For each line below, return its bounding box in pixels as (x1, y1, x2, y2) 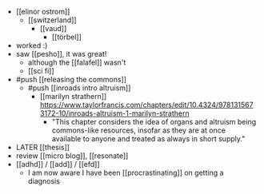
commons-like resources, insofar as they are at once (51, 125, 226, 135)
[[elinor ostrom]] (15, 7, 70, 16)
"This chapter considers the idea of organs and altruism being (51, 117, 257, 126)
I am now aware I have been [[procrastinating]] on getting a (27, 168, 224, 177)
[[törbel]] (51, 32, 82, 42)
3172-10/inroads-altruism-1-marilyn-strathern (39, 109, 190, 118)
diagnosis (27, 176, 60, 186)
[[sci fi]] (27, 66, 54, 75)
